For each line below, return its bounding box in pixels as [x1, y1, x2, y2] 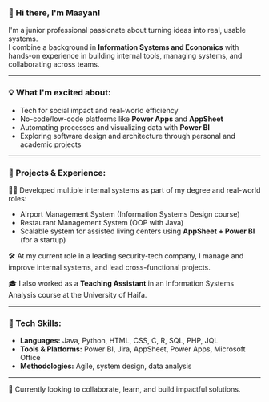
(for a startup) [19, 234, 66, 244]
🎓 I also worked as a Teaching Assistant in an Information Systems [8, 278, 235, 288]
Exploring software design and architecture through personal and [19, 131, 235, 140]
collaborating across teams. [8, 59, 100, 69]
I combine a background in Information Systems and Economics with [8, 43, 239, 52]
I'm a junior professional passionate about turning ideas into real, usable [8, 26, 247, 35]
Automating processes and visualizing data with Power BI [19, 122, 211, 132]
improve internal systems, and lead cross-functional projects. [8, 262, 211, 272]
